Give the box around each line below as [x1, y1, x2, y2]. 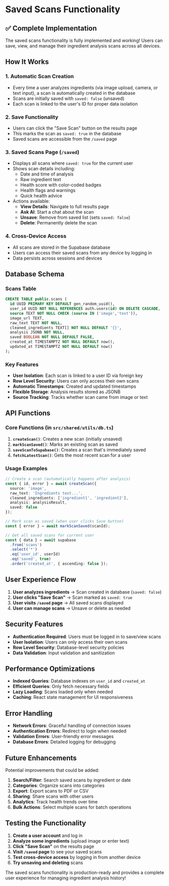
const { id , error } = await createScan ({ [5, 481, 97, 486]
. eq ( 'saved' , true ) [10, 556, 51, 562]
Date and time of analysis [20, 171, 74, 177]
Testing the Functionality [5, 819, 87, 827]
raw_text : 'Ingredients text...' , [10, 491, 83, 496]
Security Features [5, 620, 64, 628]
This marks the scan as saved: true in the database [12, 130, 122, 136]
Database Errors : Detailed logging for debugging [12, 739, 116, 745]
